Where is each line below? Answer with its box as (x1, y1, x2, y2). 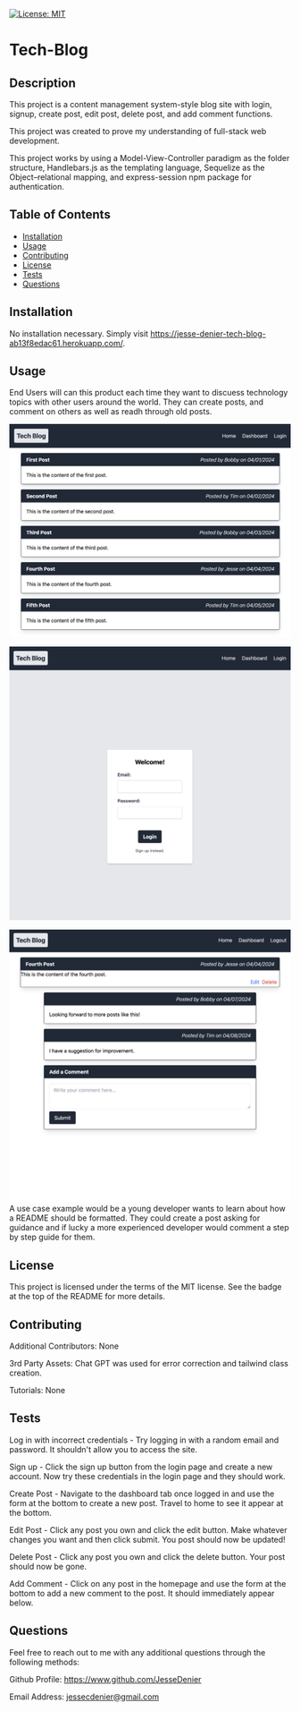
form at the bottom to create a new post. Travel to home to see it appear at (9, 1497, 284, 1508)
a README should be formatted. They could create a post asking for (9, 1213, 261, 1223)
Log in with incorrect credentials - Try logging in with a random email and (9, 1434, 279, 1445)
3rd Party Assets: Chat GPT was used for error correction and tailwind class (9, 1358, 288, 1368)
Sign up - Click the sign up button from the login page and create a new (9, 1461, 273, 1472)
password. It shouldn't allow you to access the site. (9, 1443, 198, 1454)
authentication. (9, 182, 65, 192)
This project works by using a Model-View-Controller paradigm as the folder (9, 153, 290, 163)
